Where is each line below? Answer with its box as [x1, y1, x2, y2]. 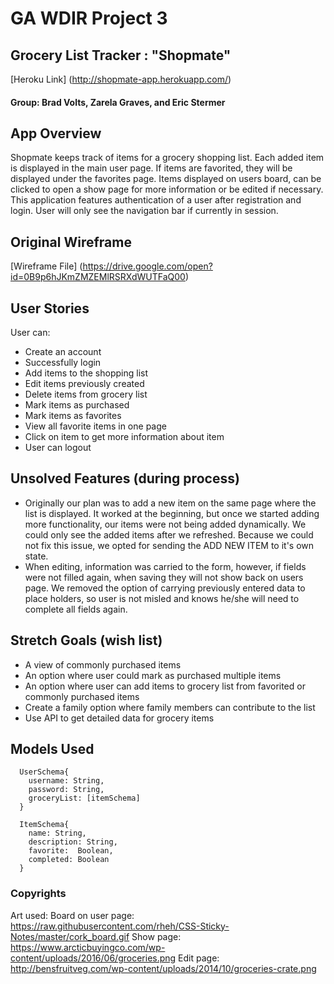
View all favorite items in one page [24, 420, 167, 432]
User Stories [10, 300, 90, 317]
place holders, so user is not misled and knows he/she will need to [24, 592, 300, 604]
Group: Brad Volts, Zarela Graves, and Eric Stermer [10, 96, 226, 108]
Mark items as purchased [24, 399, 130, 411]
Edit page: [178, 952, 220, 964]
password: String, [28, 785, 105, 795]
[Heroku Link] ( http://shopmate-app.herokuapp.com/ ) [10, 73, 232, 85]
